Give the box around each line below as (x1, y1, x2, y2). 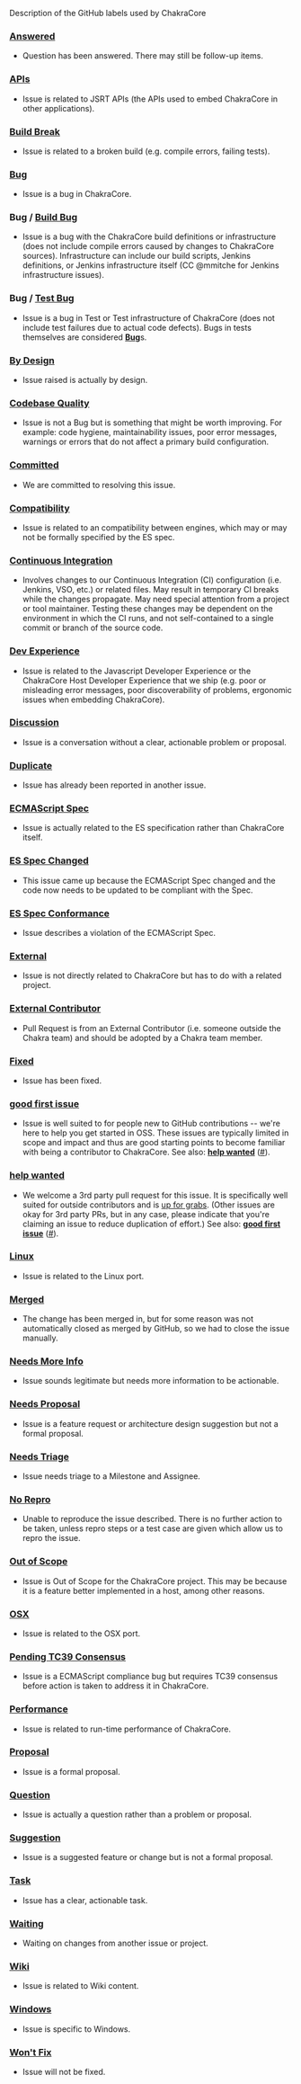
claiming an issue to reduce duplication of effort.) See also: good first (22, 1218, 281, 1229)
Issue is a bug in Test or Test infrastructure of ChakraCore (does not (22, 312, 276, 323)
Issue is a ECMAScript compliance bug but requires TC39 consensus (22, 1671, 279, 1682)
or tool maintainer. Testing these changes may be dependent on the (22, 603, 273, 614)
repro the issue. (22, 1533, 81, 1544)
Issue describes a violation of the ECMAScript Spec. (22, 928, 217, 939)
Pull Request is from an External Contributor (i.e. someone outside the (22, 1022, 281, 1033)
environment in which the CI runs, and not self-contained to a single (22, 613, 274, 624)
